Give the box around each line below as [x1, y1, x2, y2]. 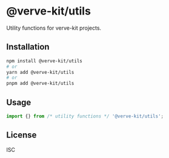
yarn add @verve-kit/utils [6, 69, 75, 75]
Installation [6, 42, 50, 52]
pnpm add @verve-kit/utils [6, 81, 75, 87]
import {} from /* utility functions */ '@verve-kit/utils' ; [6, 113, 164, 119]
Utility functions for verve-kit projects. [6, 24, 102, 31]
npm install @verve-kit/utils [6, 58, 83, 64]
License [6, 130, 37, 140]
